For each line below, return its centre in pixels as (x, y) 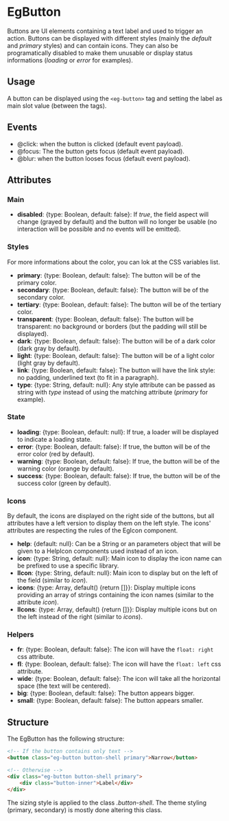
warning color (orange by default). (65, 469)
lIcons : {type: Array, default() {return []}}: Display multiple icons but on (117, 609)
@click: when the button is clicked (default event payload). (100, 144)
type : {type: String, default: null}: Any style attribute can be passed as (116, 385)
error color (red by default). (56, 453)
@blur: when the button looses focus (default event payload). (104, 158)
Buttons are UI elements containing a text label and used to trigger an (105, 31)
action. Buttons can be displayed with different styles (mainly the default (109, 38)
